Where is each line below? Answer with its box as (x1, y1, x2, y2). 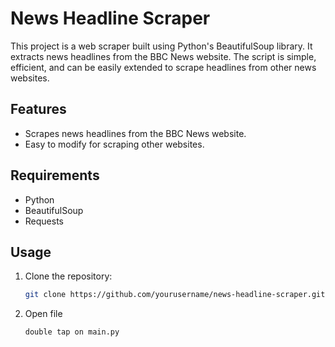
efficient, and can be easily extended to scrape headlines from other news (10, 61, 317, 73)
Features (10, 101, 67, 118)
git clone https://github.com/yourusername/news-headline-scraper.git (24, 290, 326, 300)
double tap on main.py (24, 327, 120, 337)
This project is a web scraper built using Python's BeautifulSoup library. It (10, 40, 313, 52)
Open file (24, 308, 63, 320)
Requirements (10, 167, 100, 184)
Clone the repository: (24, 270, 113, 282)
